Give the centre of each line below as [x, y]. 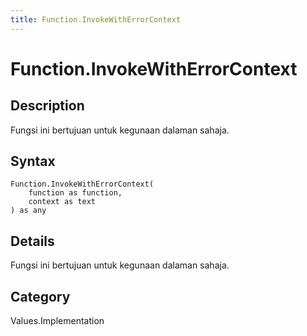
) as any [28, 211]
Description [47, 106]
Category [40, 296]
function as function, [75, 193]
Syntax [33, 161]
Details [32, 241]
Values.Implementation [57, 321]
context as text [62, 202]
